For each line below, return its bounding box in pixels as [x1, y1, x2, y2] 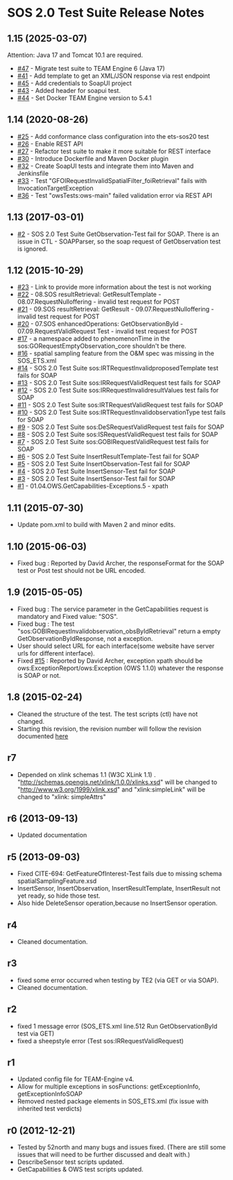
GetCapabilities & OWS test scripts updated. [17, 1165, 144, 1174]
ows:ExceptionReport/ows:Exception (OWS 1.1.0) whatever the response [17, 664, 224, 672]
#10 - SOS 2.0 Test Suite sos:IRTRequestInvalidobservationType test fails [17, 408, 226, 417]
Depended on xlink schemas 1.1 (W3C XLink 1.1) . [17, 770, 156, 778]
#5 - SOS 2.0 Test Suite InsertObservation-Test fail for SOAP [17, 460, 191, 468]
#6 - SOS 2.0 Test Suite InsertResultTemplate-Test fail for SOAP [17, 452, 200, 461]
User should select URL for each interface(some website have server [17, 642, 215, 650]
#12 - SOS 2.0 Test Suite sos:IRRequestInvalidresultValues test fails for [17, 386, 219, 395]
